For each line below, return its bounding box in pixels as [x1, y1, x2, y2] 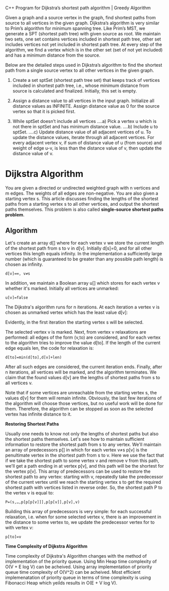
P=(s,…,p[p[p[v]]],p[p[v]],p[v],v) [5, 499, 80, 505]
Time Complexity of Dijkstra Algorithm [5, 543, 88, 549]
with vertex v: [5, 524, 34, 530]
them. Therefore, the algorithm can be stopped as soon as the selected [5, 405, 153, 412]
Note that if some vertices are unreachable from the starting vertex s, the [5, 389, 157, 395]
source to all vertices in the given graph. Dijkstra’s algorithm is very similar [5, 20, 160, 26]
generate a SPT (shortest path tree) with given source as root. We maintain [5, 31, 161, 36]
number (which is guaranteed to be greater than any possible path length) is [5, 256, 163, 262]
